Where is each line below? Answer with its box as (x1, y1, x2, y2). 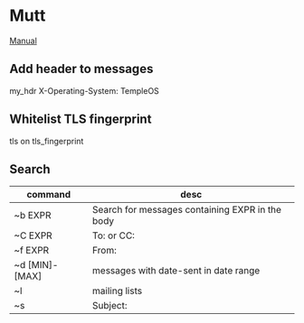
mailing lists (91, 285, 143, 298)
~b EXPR (14, 209, 52, 222)
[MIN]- (27, 259, 59, 272)
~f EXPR (14, 245, 50, 257)
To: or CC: (91, 229, 136, 242)
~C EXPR (14, 229, 52, 242)
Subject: (91, 300, 128, 312)
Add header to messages (9, 61, 154, 77)
